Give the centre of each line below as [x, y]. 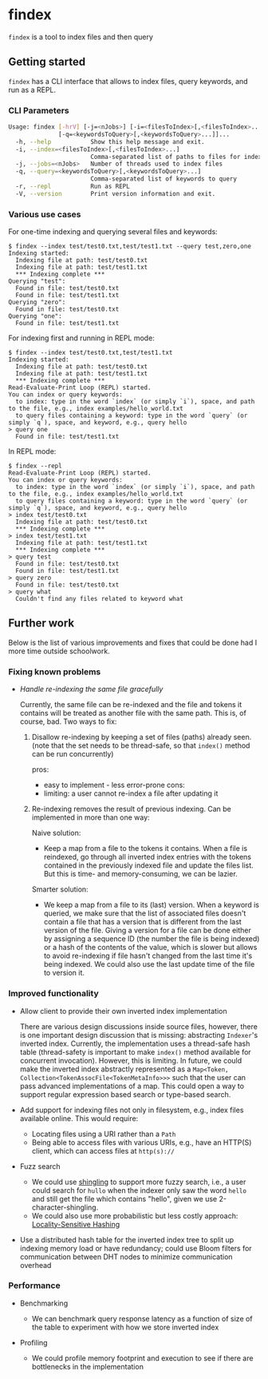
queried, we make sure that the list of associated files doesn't [145, 913]
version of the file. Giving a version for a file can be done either [147, 930]
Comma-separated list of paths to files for [166, 157]
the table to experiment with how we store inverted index [125, 1327]
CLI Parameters [39, 110]
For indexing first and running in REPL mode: [82, 338]
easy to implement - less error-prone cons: [114, 785]
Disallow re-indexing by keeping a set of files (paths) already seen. [142, 737]
